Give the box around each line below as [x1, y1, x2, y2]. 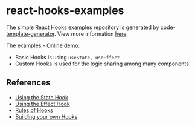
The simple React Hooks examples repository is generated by [6, 24, 159, 31]
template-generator [6, 30, 55, 37]
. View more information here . [54, 30, 129, 37]
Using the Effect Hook [14, 100, 71, 107]
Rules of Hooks [14, 107, 53, 114]
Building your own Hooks [14, 113, 78, 120]
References [6, 78, 51, 88]
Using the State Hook [14, 93, 68, 101]
